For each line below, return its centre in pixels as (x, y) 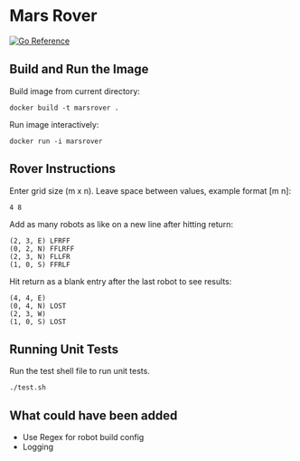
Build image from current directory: (75, 91)
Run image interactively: (54, 124)
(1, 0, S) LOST (38, 322)
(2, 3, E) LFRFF (40, 241)
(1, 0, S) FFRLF (40, 264)
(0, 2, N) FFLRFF (42, 249)
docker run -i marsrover (56, 141)
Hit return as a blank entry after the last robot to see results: (121, 281)
